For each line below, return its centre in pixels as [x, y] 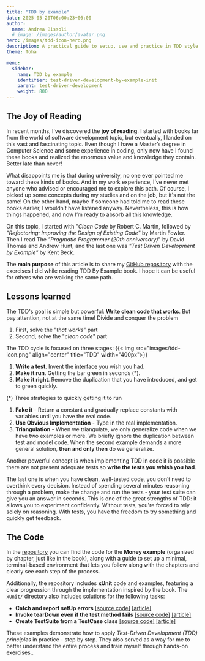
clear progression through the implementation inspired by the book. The [97, 590]
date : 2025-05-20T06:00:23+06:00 [49, 18]
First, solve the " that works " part [56, 330]
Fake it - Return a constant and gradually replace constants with [96, 410]
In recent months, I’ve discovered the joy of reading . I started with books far [102, 131]
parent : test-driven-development [60, 86]
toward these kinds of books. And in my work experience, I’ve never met [98, 182]
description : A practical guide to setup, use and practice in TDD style [102, 47]
